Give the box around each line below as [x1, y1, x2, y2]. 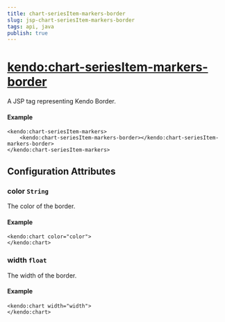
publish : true [7, 29, 49, 37]
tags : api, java [7, 23, 54, 30]
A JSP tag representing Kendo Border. [7, 97, 116, 105]
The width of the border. [7, 271, 77, 280]
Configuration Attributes [7, 165, 116, 177]
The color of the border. [7, 202, 76, 210]
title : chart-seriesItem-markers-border [7, 10, 126, 17]
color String [7, 186, 49, 196]
